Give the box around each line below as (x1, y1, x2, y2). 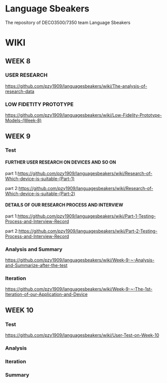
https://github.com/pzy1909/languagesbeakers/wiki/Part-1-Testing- (17, 213, 156, 219)
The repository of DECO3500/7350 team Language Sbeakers (5, 19, 131, 25)
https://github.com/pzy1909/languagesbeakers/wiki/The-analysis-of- (5, 83, 148, 89)
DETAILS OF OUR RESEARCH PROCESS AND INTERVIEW (5, 202, 123, 208)
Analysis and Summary (5, 245, 63, 252)
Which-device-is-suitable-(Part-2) (5, 191, 76, 196)
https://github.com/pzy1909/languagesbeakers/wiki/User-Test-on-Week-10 (5, 332, 160, 338)
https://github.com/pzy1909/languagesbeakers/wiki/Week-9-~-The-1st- (5, 286, 153, 292)
